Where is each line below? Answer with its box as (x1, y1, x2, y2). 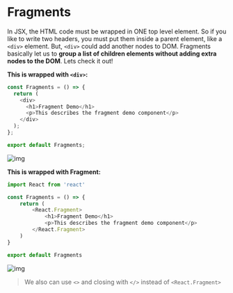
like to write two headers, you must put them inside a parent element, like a (7, 34, 223, 42)
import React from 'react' (7, 181, 86, 188)
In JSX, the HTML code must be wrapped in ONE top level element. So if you (7, 27, 227, 35)
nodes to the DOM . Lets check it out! (7, 56, 113, 65)
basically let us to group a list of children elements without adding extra (7, 49, 217, 58)
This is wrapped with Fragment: (7, 168, 101, 176)
